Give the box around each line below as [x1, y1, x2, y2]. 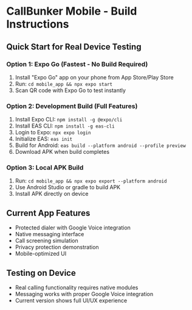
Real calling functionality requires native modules [15, 284, 139, 291]
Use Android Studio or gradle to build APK [15, 184, 120, 191]
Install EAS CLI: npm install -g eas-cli [15, 122, 115, 129]
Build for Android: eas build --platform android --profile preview [15, 142, 187, 149]
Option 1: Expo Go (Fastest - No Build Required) [6, 60, 148, 68]
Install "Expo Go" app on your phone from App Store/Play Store [15, 73, 174, 81]
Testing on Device [6, 267, 76, 278]
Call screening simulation [15, 237, 79, 245]
